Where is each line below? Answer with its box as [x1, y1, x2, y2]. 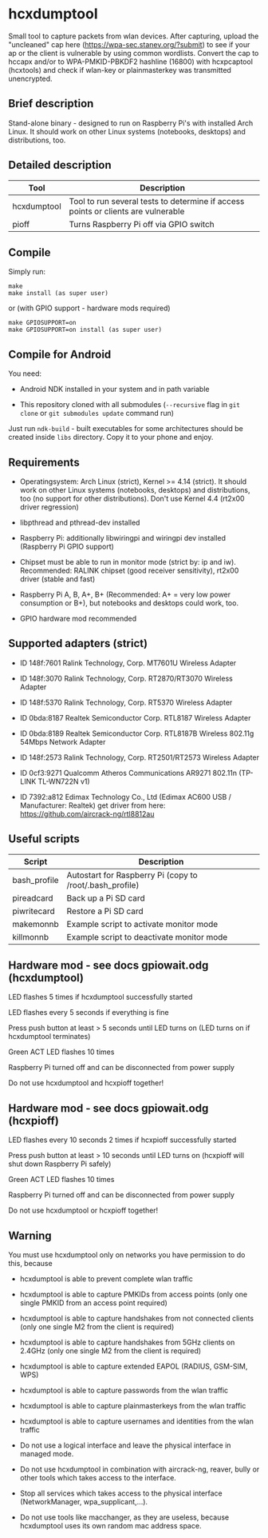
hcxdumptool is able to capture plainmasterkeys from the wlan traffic [19, 1401, 246, 1411]
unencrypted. [8, 74, 53, 83]
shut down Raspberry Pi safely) [8, 1159, 112, 1168]
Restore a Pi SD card [66, 905, 144, 917]
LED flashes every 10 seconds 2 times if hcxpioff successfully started [8, 1135, 237, 1145]
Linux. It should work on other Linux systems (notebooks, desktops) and [8, 126, 246, 136]
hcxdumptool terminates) [8, 1032, 91, 1041]
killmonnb [12, 931, 49, 942]
